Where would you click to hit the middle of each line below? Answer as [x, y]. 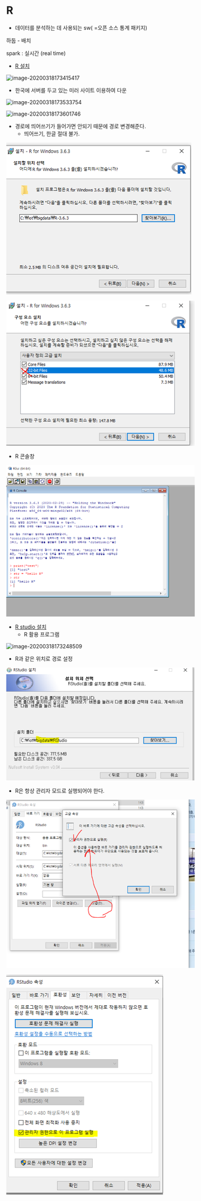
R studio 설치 [31, 627]
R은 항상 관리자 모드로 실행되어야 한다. [60, 790]
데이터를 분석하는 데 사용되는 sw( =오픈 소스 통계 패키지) [81, 28]
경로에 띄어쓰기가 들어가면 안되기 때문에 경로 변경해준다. [80, 126]
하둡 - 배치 [19, 40]
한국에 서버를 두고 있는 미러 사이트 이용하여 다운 [71, 90]
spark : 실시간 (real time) [36, 53]
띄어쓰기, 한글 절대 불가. [52, 134]
